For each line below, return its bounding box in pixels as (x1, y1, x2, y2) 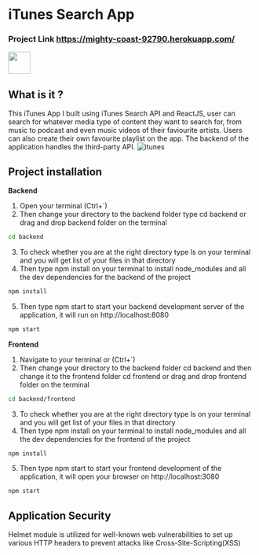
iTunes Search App (8, 6, 135, 24)
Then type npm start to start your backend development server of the (19, 301, 245, 311)
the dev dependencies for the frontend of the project (19, 434, 191, 443)
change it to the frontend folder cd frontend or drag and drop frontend (19, 371, 247, 380)
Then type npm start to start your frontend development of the (19, 464, 222, 473)
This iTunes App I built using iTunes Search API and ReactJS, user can (8, 108, 235, 119)
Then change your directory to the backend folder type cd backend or (19, 210, 246, 219)
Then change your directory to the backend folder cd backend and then (19, 363, 252, 373)
